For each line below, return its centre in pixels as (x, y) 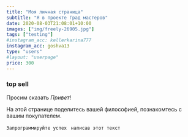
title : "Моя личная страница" (45, 12)
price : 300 (20, 63)
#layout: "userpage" (33, 57)
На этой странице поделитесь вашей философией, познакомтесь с (94, 109)
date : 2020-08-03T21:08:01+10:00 (49, 23)
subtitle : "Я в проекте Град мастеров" (57, 18)
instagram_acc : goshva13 (38, 46)
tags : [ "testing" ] (30, 35)
